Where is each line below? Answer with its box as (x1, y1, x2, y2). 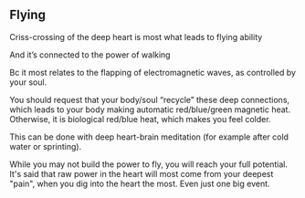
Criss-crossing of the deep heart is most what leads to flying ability (9, 31, 263, 42)
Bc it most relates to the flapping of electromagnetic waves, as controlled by (9, 67, 297, 78)
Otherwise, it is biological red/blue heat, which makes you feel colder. (9, 113, 271, 124)
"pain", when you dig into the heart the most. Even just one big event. (9, 178, 271, 189)
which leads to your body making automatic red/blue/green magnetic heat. (9, 104, 290, 115)
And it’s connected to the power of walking (9, 49, 171, 60)
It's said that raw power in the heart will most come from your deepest (9, 168, 274, 179)
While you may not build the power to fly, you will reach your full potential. (9, 159, 289, 170)
